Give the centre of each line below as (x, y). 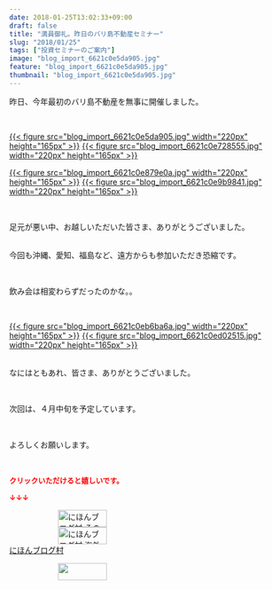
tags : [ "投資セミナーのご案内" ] (62, 51)
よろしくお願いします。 (52, 444)
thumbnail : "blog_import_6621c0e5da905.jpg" (93, 75)
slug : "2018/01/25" (45, 42)
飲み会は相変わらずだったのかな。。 (73, 291)
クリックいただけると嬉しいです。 (66, 480)
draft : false (33, 26)
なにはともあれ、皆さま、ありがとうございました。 (102, 373)
